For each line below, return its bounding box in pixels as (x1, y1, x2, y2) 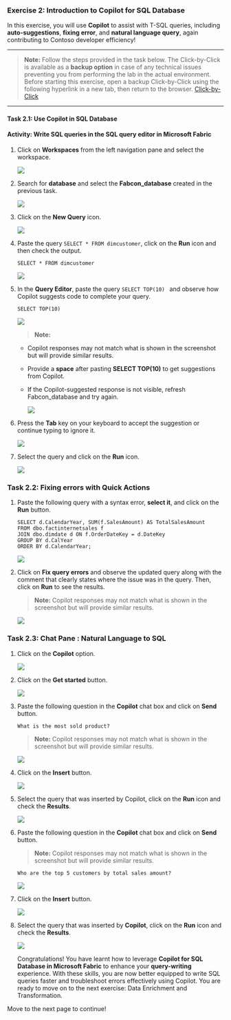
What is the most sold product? (16, 723, 110, 730)
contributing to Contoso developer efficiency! (7, 36, 136, 44)
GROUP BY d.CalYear (16, 537, 74, 544)
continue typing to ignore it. (16, 426, 96, 434)
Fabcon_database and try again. (27, 392, 119, 401)
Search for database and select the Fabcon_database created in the (16, 179, 212, 188)
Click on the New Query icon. (16, 213, 102, 221)
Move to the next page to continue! (7, 1004, 107, 1012)
